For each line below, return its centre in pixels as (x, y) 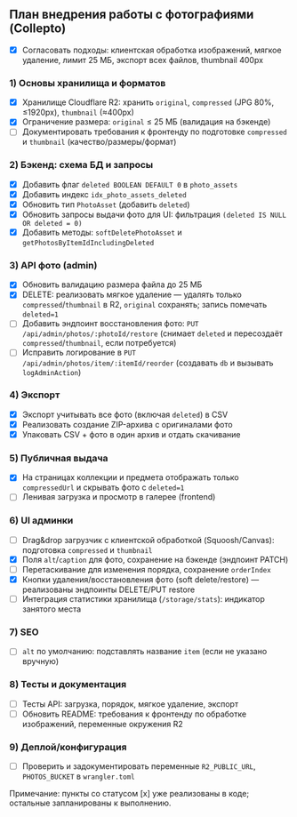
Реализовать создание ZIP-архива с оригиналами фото (127, 424)
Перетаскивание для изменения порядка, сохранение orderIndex (146, 569)
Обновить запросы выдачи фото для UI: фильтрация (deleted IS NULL (154, 214)
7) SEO (24, 632)
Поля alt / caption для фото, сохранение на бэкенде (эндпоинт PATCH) (155, 559)
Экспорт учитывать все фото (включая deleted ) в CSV (125, 414)
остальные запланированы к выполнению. (90, 803)
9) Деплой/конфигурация (68, 747)
